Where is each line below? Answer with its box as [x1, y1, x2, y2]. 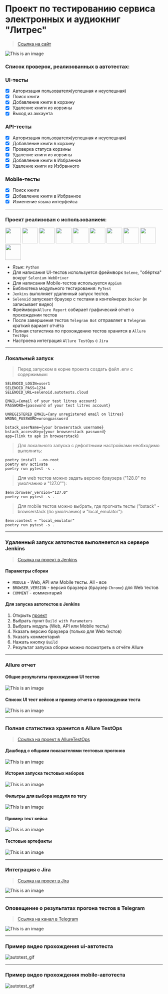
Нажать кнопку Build [12, 639, 58, 645]
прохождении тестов [12, 311, 57, 318]
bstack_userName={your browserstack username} [5, 425, 104, 430]
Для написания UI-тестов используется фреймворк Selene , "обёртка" [12, 269, 162, 275]
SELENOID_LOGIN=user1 [5, 381, 50, 386]
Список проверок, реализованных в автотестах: [5, 63, 130, 70]
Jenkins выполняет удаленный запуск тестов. [12, 290, 110, 296]
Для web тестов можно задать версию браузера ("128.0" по [17, 475, 146, 481]
